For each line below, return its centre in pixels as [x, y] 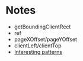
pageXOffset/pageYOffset [46, 39]
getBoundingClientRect [42, 27]
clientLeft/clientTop [38, 46]
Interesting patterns [38, 52]
